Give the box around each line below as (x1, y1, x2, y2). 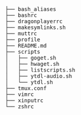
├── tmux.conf (5, 85, 47, 91)
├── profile (5, 37, 40, 43)
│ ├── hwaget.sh (5, 61, 60, 67)
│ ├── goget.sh (5, 55, 56, 61)
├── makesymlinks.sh (5, 24, 66, 30)
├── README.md (5, 43, 47, 49)
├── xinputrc (5, 97, 44, 103)
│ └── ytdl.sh (5, 79, 53, 85)
